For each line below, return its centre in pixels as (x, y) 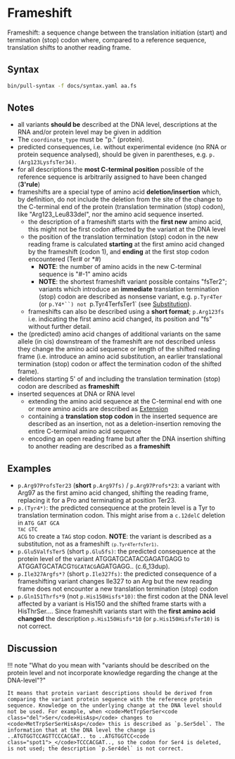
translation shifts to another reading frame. (69, 47)
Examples (29, 469)
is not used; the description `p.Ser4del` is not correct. (96, 749)
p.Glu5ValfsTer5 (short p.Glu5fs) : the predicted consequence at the (116, 551)
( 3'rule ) (29, 184)
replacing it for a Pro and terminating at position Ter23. (97, 501)
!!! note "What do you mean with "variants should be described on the (108, 665)
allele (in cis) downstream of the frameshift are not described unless (116, 341)
